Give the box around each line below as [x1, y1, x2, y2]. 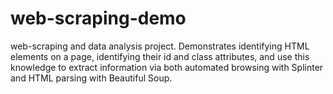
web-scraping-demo [10, 7, 187, 30]
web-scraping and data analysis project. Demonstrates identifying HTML [10, 40, 310, 52]
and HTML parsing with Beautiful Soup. [10, 72, 173, 84]
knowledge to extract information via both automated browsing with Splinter [10, 61, 324, 73]
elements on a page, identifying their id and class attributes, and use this [10, 50, 310, 62]
